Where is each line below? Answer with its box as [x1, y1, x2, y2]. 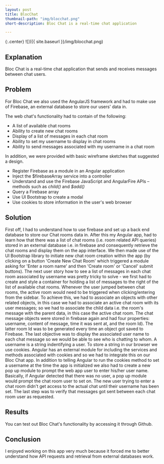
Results [5, 408, 29, 416]
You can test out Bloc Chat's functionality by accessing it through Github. [5, 421, 153, 427]
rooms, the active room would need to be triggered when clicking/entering [5, 289, 155, 295]
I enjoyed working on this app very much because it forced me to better [5, 448, 150, 454]
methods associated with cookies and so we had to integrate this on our [5, 352, 150, 358]
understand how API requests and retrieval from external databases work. [5, 453, 154, 460]
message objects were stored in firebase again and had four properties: [5, 315, 150, 321]
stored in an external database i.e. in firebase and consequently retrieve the [5, 242, 158, 248]
